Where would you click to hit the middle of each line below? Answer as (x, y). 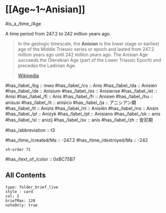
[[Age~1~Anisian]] (45, 10)
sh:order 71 (18, 149)
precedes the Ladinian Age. (47, 65)
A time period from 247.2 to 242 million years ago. (58, 33)
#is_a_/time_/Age (23, 24)
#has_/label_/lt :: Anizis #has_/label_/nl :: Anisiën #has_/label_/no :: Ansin (82, 108)
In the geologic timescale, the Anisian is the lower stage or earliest (88, 43)
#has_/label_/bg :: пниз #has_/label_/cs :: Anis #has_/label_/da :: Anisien (81, 85)
